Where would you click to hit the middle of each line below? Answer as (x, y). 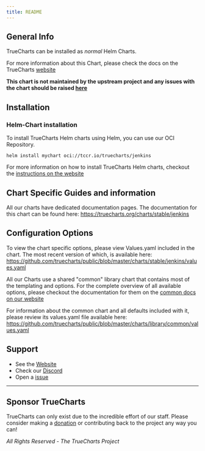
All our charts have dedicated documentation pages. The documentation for (102, 207)
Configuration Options (50, 233)
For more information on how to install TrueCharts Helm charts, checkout (98, 167)
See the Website (36, 364)
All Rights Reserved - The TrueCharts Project (63, 441)
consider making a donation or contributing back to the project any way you (102, 423)
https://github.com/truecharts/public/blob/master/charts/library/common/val (103, 323)
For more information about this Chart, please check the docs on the (92, 63)
